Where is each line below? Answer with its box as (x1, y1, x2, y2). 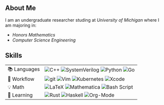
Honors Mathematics (12, 32, 56, 37)
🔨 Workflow (7, 75, 34, 82)
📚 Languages (7, 66, 40, 72)
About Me (5, 4, 36, 12)
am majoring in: (5, 22, 37, 28)
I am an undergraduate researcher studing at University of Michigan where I (5, 17, 159, 23)
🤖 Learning (7, 91, 33, 98)
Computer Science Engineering (12, 37, 76, 43)
